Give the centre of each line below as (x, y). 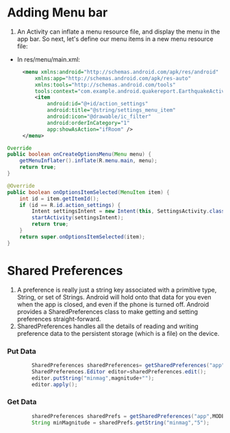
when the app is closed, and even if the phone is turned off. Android (113, 304)
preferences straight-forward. (59, 319)
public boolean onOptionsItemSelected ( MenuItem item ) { (88, 192)
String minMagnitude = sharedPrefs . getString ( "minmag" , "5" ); (121, 423)
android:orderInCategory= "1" (88, 123)
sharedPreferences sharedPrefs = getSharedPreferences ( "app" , (122, 416)
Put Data (22, 351)
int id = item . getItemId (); (59, 199)
